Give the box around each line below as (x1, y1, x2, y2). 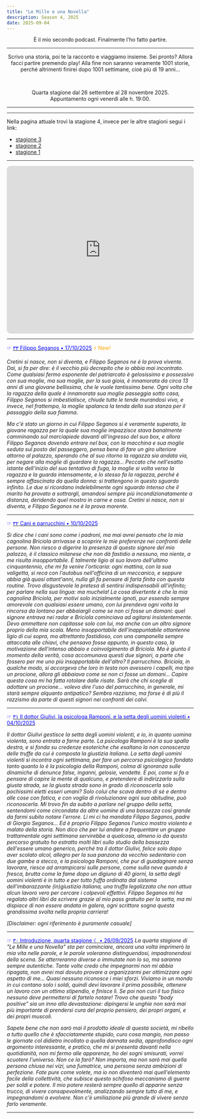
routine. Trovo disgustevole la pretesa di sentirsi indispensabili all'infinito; (7, 582, 186, 589)
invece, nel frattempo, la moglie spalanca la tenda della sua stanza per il (7, 403, 186, 410)
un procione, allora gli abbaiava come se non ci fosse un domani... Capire (7, 671, 188, 678)
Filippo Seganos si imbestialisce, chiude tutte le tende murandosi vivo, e (7, 396, 184, 403)
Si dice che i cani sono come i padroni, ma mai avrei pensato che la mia (7, 531, 183, 539)
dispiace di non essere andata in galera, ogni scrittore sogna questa (7, 902, 174, 909)
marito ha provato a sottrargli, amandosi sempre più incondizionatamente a (7, 490, 192, 498)
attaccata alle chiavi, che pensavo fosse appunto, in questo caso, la (7, 639, 174, 646)
